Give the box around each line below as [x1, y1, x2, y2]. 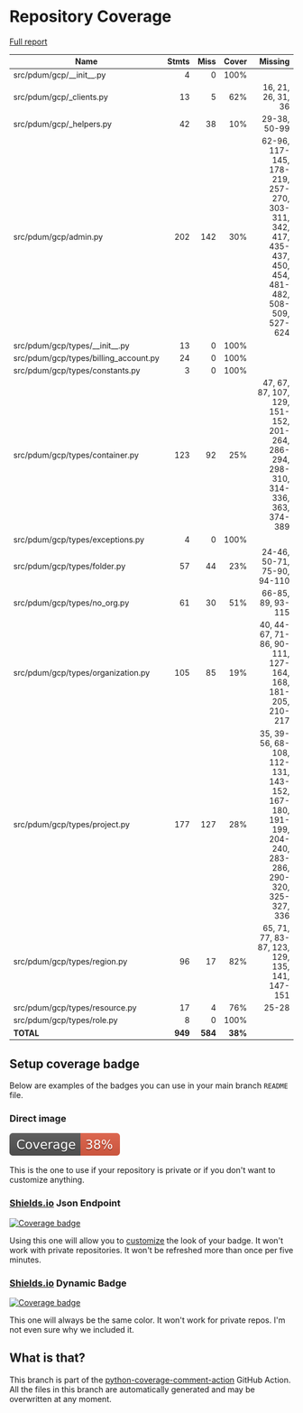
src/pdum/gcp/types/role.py [13, 1015, 119, 1026]
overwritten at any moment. [9, 1393, 112, 1404]
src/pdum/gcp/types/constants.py [13, 365, 141, 376]
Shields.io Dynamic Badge [9, 1277, 127, 1289]
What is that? [9, 1351, 86, 1366]
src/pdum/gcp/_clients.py [13, 91, 108, 102]
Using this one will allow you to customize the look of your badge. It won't [9, 1234, 284, 1246]
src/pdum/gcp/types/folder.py [13, 561, 126, 572]
